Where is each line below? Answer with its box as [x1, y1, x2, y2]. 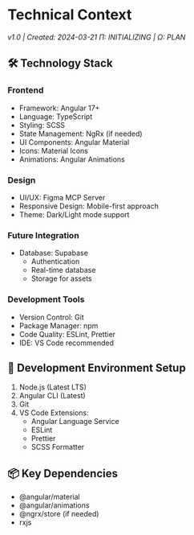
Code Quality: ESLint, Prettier [18, 329, 116, 339]
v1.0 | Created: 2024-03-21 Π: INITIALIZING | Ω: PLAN [7, 32, 186, 42]
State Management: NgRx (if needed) [18, 129, 143, 138]
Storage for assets [30, 274, 93, 283]
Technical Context [7, 6, 132, 24]
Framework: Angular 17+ [18, 103, 100, 113]
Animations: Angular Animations [18, 154, 125, 164]
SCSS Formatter [30, 442, 85, 452]
